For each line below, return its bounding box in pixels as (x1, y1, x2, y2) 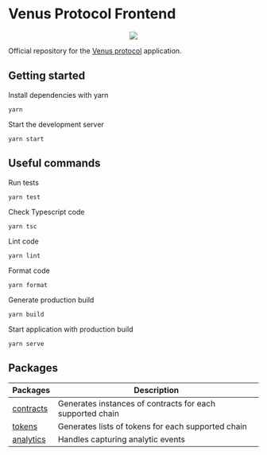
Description (133, 385, 180, 396)
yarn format (8, 281, 48, 289)
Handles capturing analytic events (58, 434, 185, 445)
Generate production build (8, 295, 95, 305)
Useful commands (8, 157, 101, 170)
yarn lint (8, 251, 41, 259)
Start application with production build (8, 324, 133, 334)
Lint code (8, 236, 40, 246)
